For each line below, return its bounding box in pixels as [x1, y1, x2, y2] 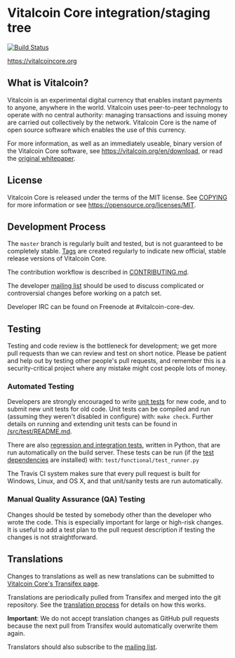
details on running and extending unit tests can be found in [7, 420, 177, 428]
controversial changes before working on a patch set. [7, 289, 162, 298]
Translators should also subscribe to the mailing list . [7, 643, 158, 651]
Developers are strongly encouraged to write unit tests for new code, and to [7, 397, 227, 406]
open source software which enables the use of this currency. [7, 125, 187, 134]
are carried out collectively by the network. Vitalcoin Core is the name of [7, 118, 217, 126]
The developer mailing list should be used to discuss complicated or [7, 282, 205, 290]
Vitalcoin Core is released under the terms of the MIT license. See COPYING [7, 193, 228, 202]
